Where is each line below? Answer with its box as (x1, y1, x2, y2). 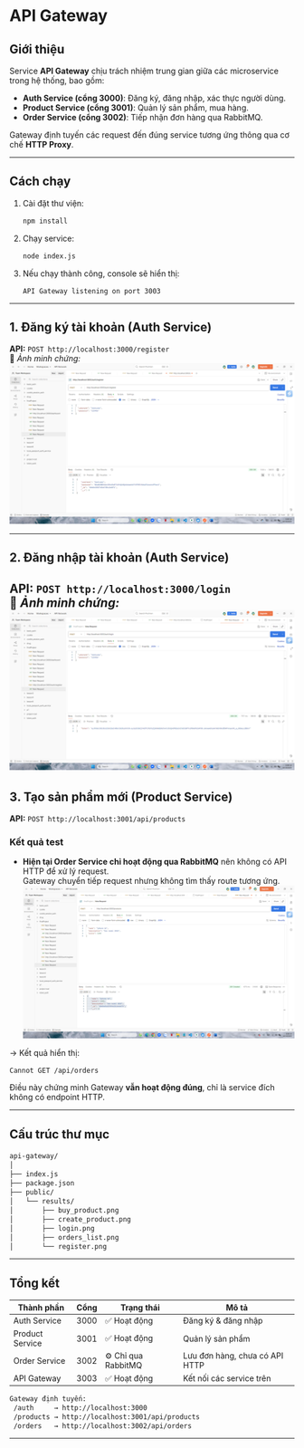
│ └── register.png (9, 1242, 107, 1251)
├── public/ (9, 1188, 54, 1197)
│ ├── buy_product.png (9, 1206, 119, 1215)
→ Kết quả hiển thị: (9, 1048, 80, 1059)
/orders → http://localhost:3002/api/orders (13, 1422, 193, 1431)
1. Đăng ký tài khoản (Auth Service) (9, 319, 213, 335)
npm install (22, 216, 68, 225)
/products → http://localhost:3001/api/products (13, 1413, 201, 1422)
